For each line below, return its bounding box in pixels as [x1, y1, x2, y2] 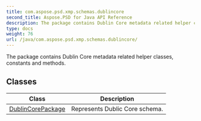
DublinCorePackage [9, 104, 66, 113]
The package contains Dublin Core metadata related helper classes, [6, 53, 173, 60]
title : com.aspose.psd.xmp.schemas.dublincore [6, 8, 124, 15]
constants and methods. [6, 59, 66, 66]
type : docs [6, 25, 33, 32]
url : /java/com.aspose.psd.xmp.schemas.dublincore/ [6, 37, 138, 43]
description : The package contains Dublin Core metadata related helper [6, 20, 191, 26]
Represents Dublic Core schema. [71, 104, 163, 113]
